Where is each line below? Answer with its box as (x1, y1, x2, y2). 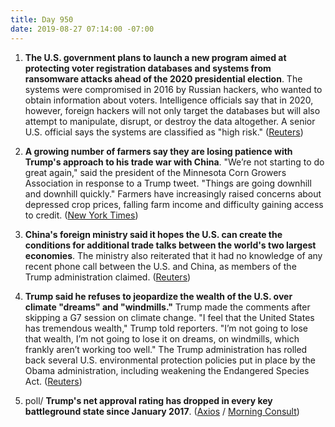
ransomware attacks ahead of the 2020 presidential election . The (24, 72, 303, 85)
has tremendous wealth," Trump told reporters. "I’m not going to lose (24, 322, 308, 334)
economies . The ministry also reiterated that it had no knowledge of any (24, 249, 323, 261)
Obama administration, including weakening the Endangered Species (24, 364, 310, 376)
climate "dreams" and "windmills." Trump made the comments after (24, 301, 311, 313)
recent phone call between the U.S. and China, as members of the (24, 260, 297, 272)
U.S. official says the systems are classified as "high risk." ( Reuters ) (24, 126, 304, 138)
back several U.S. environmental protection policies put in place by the (24, 354, 316, 366)
